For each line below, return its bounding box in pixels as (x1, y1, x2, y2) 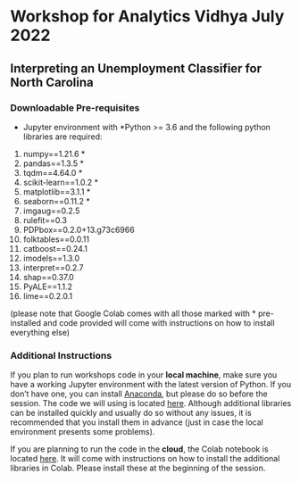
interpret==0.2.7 (22, 262, 84, 273)
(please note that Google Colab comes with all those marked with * (10, 308, 257, 319)
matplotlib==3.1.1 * (22, 186, 91, 197)
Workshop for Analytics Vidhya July (10, 6, 285, 27)
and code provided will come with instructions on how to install (43, 317, 275, 328)
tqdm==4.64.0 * (22, 167, 83, 178)
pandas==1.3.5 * (22, 158, 84, 169)
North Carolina (10, 74, 94, 90)
